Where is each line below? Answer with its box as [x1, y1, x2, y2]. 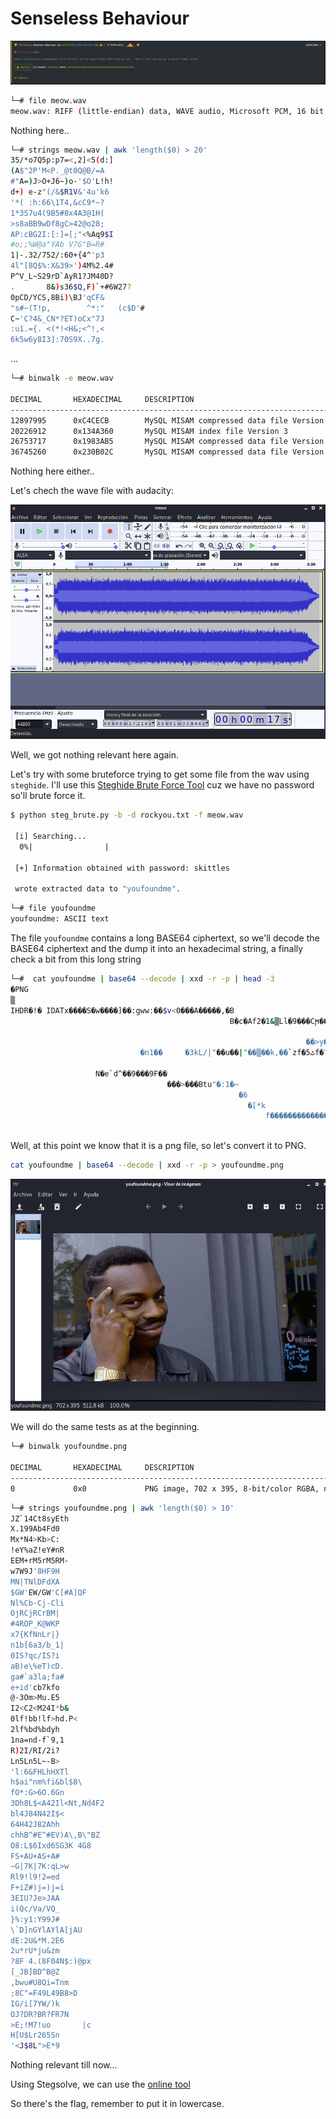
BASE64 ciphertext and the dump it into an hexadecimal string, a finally [10, 943, 304, 955]
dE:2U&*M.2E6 [10, 1935, 65, 1946]
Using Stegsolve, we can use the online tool [10, 2078, 191, 2091]
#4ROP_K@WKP [10, 1619, 60, 1629]
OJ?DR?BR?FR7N [10, 2009, 70, 2019]
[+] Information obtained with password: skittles [14, 863, 230, 873]
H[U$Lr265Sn [10, 2030, 60, 2041]
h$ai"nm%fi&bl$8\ [10, 1777, 83, 1787]
